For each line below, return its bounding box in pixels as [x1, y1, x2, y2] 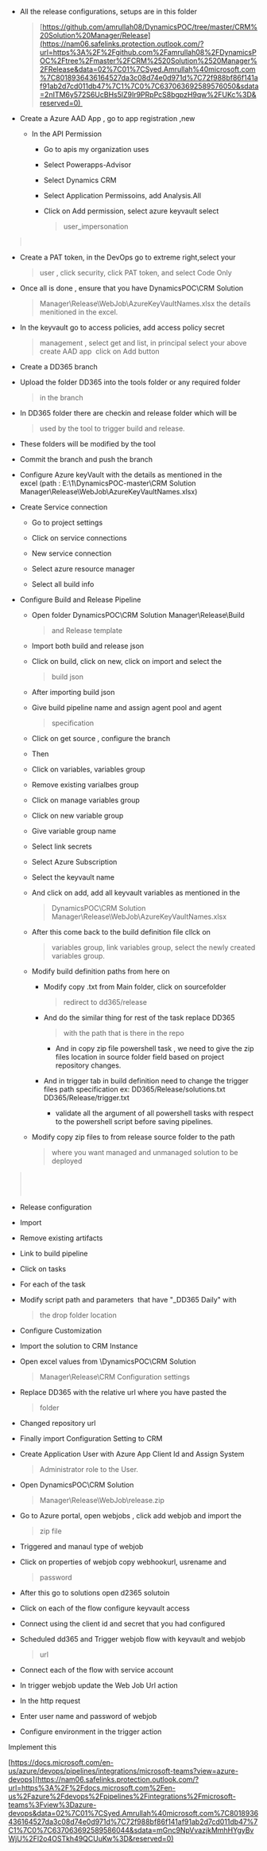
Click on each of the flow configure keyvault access [19, 1603, 191, 1613]
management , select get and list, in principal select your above [39, 338, 247, 347]
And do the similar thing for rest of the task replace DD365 [43, 1013, 236, 1022]
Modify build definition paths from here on [31, 967, 171, 976]
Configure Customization [19, 1326, 102, 1335]
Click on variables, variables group [31, 764, 145, 774]
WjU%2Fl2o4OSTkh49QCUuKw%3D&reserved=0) [8, 1834, 174, 1843]
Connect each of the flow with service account [19, 1666, 174, 1674]
